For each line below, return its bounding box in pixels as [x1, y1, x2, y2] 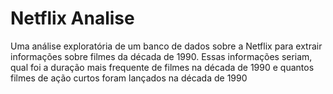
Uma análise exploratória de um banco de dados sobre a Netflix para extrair [10, 40, 323, 52]
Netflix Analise [10, 7, 135, 30]
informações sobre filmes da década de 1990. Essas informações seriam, [10, 50, 313, 62]
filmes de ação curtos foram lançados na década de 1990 [10, 72, 248, 84]
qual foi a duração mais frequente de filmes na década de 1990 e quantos [10, 61, 315, 73]
